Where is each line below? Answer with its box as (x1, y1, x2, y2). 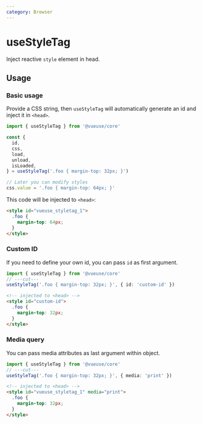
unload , (12, 157, 32, 163)
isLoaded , (12, 163, 36, 169)
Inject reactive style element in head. (6, 55, 100, 63)
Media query (6, 336, 45, 344)
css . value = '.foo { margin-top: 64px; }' (6, 185, 115, 191)
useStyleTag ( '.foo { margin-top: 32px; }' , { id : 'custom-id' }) (6, 281, 175, 288)
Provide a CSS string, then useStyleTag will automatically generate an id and (6, 105, 197, 113)
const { (6, 135, 26, 141)
